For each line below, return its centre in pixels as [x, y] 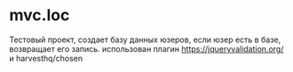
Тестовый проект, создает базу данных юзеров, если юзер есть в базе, [145, 40]
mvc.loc [40, 15]
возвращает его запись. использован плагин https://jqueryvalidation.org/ [146, 48]
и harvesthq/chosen [46, 58]
